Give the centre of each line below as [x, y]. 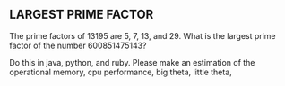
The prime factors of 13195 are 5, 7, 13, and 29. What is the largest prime [142, 35]
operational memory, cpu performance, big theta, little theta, [121, 72]
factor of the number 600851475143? [78, 45]
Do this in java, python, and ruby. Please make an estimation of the [132, 62]
